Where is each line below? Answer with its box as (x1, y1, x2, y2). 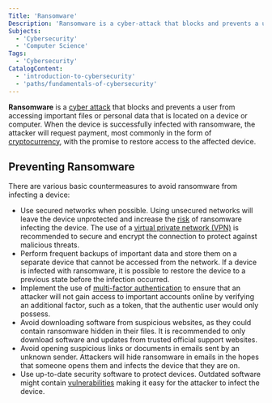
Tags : (8, 49, 27, 58)
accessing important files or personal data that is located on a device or (8, 110, 249, 120)
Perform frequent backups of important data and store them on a (19, 249, 237, 259)
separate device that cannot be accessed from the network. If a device (19, 257, 257, 268)
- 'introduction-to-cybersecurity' (15, 72, 136, 80)
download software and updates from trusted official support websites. (19, 335, 257, 345)
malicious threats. (19, 240, 80, 250)
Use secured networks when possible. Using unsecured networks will (19, 206, 253, 216)
